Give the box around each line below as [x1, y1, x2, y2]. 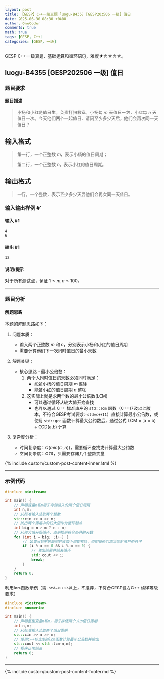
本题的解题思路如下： [5, 321, 48, 327]
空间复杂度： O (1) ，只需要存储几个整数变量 [19, 451, 105, 456]
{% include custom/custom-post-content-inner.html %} [5, 460, 117, 466]
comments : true [5, 25, 36, 30]
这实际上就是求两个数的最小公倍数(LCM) [26, 393, 108, 399]
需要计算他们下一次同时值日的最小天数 [19, 348, 97, 354]
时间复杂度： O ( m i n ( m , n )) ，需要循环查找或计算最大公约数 [19, 444, 135, 450]
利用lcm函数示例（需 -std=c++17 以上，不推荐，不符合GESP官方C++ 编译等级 [5, 585, 158, 591]
